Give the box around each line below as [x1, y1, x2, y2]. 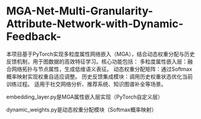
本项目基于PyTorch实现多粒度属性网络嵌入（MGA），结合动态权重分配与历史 [6, 50, 195, 58]
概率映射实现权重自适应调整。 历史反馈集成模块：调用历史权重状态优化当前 [6, 73, 193, 80]
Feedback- [6, 30, 62, 43]
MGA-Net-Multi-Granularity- [6, 4, 153, 18]
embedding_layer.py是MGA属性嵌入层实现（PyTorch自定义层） [6, 93, 164, 100]
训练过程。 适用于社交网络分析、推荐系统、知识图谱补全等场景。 [6, 80, 167, 88]
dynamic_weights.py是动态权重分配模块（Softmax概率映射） [6, 106, 157, 113]
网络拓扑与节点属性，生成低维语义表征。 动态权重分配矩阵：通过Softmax [11, 65, 193, 73]
